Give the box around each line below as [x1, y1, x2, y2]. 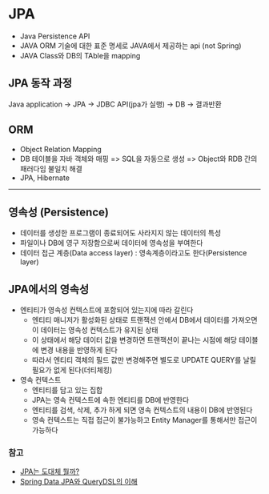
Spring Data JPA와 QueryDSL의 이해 [19, 477, 138, 487]
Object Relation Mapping [19, 144, 102, 154]
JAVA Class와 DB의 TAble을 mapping [19, 50, 141, 60]
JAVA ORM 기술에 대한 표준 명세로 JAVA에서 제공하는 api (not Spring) [19, 41, 242, 50]
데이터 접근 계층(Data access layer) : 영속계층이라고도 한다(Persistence [19, 248, 247, 258]
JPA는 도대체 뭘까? [19, 467, 80, 476]
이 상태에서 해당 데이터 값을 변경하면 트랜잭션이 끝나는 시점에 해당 [31, 335, 238, 345]
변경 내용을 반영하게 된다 [40, 345, 118, 355]
